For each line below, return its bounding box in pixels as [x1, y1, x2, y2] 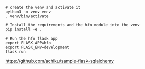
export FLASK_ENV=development [5, 45, 70, 50]
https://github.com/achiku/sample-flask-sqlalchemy [5, 58, 114, 64]
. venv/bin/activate [5, 14, 49, 19]
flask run [5, 49, 26, 54]
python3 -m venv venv [5, 9, 51, 14]
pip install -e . [5, 27, 42, 32]
